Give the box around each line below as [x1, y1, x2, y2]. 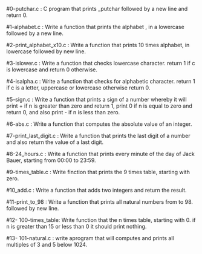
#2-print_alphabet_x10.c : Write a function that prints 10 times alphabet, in [6, 42, 190, 48]
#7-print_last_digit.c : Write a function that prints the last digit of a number [6, 132, 191, 139]
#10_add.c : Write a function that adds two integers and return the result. [6, 187, 187, 194]
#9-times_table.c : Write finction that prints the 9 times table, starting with [6, 169, 191, 175]
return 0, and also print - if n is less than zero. [6, 109, 120, 116]
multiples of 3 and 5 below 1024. [6, 241, 88, 248]
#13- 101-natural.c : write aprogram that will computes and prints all [6, 235, 174, 241]
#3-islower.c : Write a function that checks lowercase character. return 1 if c [6, 60, 195, 67]
